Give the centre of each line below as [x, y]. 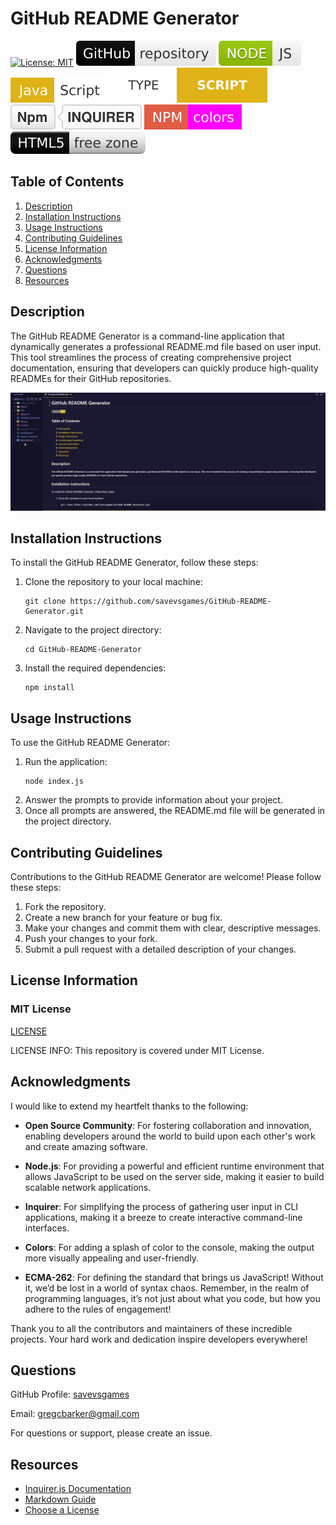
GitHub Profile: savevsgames [70, 1394]
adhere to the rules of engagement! [98, 1309]
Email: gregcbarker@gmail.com [75, 1414]
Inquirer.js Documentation [78, 1489]
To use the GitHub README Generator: [90, 743]
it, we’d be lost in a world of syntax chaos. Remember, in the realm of [167, 1288]
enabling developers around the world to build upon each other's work [170, 1136]
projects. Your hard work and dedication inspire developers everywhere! [159, 1339]
